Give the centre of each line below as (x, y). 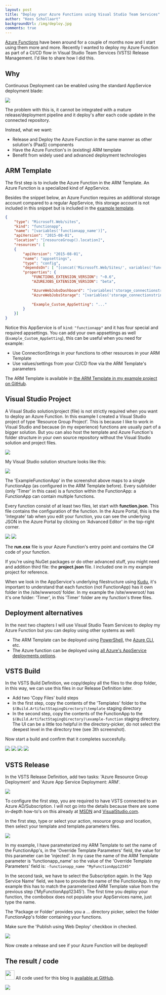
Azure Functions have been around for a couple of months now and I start (80, 42)
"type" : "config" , (42, 263)
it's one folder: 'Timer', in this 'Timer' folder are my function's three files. (79, 597)
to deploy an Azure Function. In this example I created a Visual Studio (76, 416)
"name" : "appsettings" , (47, 259)
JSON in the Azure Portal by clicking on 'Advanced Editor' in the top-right (80, 522)
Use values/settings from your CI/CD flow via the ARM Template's (79, 364)
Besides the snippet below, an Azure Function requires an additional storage (83, 197)
